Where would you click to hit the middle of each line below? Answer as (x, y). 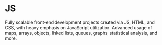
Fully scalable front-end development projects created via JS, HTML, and (80, 22)
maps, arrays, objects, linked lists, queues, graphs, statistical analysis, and (81, 33)
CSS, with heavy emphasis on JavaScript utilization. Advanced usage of (79, 27)
